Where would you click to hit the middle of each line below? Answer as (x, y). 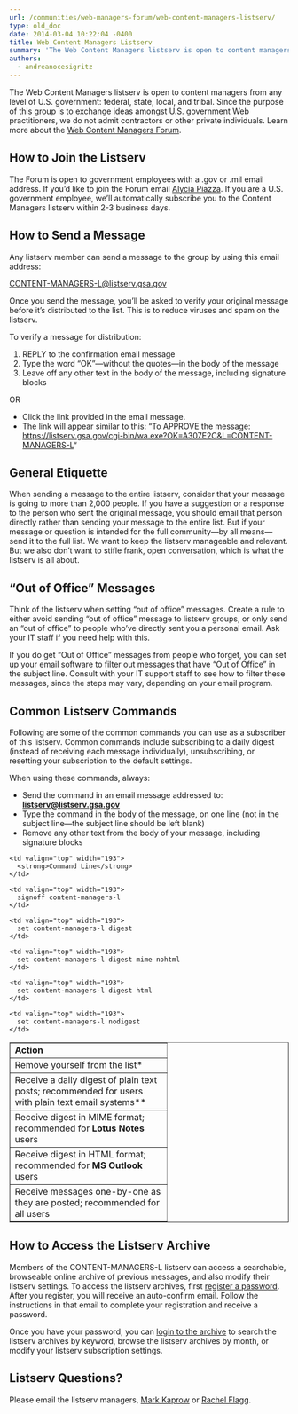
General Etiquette (59, 473)
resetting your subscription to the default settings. (101, 761)
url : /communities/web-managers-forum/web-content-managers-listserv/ (142, 17)
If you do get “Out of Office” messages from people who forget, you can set (148, 655)
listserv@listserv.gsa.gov (71, 804)
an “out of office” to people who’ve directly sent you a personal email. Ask (145, 628)
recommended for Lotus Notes (79, 1128)
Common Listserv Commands (93, 711)
